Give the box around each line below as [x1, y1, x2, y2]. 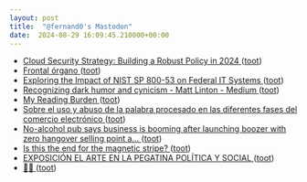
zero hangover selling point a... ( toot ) [22, 134, 163, 145]
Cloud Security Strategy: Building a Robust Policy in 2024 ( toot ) [22, 56, 262, 67]
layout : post [9, 13, 59, 23]
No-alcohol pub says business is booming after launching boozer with [22, 123, 287, 134]
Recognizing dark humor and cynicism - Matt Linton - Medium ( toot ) [22, 84, 281, 96]
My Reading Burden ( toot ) [22, 94, 121, 105]
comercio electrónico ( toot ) [22, 113, 126, 124]
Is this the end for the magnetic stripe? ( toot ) [22, 143, 192, 154]
